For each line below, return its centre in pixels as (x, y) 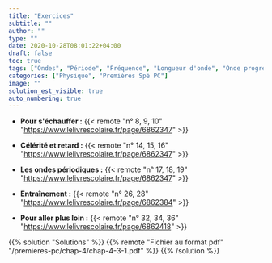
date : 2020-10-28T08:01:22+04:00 (65, 46)
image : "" (25, 83)
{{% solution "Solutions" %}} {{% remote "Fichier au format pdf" (116, 242)
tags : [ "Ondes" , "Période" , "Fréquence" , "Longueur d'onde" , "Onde (125, 69)
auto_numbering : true (45, 98)
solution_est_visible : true (56, 91)
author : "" (27, 31)
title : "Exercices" (41, 16)
